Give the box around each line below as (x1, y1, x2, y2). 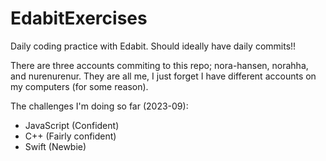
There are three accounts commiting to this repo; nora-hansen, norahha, (10, 59, 309, 71)
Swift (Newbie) (24, 140, 87, 152)
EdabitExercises (10, 7, 148, 30)
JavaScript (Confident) (24, 119, 120, 131)
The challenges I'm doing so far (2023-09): (10, 100, 189, 112)
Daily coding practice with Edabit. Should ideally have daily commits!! (10, 40, 297, 52)
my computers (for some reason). (10, 80, 149, 92)
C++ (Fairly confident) (24, 130, 117, 142)
